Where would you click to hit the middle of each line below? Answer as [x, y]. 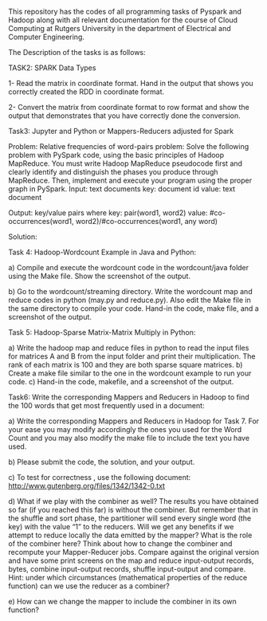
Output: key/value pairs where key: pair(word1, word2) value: [108, 213]
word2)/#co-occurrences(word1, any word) [146, 221]
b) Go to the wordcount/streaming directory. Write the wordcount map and [130, 291]
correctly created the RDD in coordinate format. [86, 92]
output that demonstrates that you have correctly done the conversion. [124, 116]
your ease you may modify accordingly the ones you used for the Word [125, 429]
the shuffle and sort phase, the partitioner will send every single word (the [130, 518]
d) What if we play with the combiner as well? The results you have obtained [133, 501]
